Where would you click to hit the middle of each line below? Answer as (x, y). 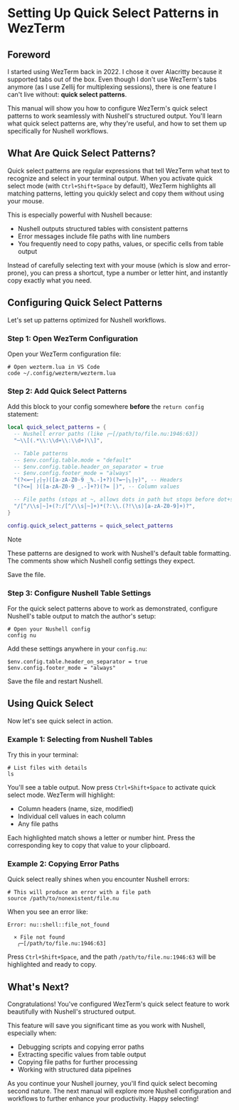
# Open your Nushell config (49, 629)
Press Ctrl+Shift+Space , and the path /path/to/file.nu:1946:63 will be (112, 957)
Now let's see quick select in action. (60, 721)
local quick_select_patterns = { (57, 427)
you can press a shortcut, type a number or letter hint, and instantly (129, 273)
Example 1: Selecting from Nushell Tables (80, 739)
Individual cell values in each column (71, 816)
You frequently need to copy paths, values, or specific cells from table (121, 243)
